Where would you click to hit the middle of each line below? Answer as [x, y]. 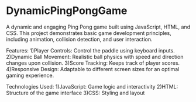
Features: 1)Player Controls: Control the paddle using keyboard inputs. [91, 50]
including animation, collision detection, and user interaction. [79, 39]
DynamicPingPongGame [67, 11]
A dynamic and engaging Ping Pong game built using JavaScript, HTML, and [98, 27]
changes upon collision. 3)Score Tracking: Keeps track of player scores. [93, 63]
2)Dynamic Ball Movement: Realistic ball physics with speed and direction [95, 57]
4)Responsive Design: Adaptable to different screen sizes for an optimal [93, 69]
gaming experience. [30, 75]
